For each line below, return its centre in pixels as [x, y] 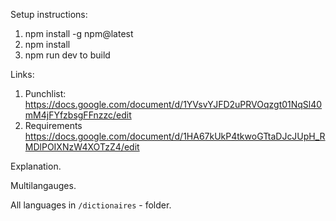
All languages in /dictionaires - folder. [91, 205]
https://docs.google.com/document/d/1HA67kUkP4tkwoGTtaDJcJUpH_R [175, 136]
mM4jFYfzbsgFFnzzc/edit [78, 115]
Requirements [53, 125]
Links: [22, 74]
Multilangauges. [43, 185]
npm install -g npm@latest [79, 33]
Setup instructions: [49, 14]
